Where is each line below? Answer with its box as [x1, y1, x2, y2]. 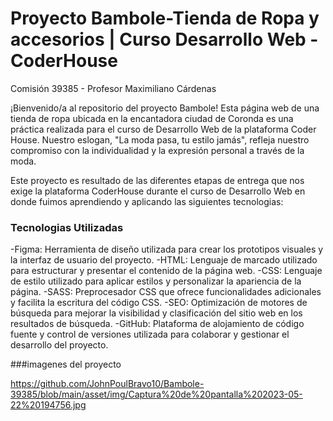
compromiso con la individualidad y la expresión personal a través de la [10, 144, 305, 156]
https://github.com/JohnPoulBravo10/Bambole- [10, 378, 205, 390]
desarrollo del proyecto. [10, 339, 109, 351]
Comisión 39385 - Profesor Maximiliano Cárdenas [10, 82, 217, 94]
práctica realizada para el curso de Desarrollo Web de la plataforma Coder [10, 123, 317, 135]
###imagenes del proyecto [10, 358, 122, 371]
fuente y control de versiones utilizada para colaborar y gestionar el [10, 328, 290, 341]
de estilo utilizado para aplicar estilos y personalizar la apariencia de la [10, 275, 302, 287]
